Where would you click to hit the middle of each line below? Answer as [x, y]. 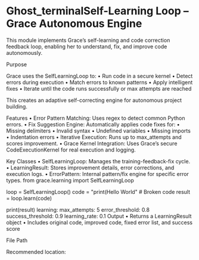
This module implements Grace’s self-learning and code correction [88, 40]
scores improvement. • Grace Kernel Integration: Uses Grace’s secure [92, 143]
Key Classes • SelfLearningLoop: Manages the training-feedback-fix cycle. [98, 161]
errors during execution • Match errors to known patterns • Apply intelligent [99, 82]
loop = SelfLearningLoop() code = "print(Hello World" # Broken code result [98, 191]
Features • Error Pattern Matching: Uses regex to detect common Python [96, 118]
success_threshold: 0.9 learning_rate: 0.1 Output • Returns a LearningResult [99, 216]
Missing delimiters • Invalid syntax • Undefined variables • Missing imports [98, 131]
